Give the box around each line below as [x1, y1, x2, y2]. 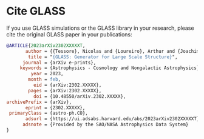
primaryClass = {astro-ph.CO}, [8, 110, 88, 117]
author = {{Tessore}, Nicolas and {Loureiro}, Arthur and [25, 48, 175, 54]
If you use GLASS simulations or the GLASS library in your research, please [6, 24, 194, 32]
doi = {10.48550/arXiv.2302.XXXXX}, [33, 93, 126, 100]
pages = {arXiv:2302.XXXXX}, [28, 87, 102, 93]
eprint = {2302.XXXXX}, [25, 104, 86, 110]
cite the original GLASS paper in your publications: [6, 30, 132, 38]
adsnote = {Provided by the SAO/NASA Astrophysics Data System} [22, 121, 189, 128]
